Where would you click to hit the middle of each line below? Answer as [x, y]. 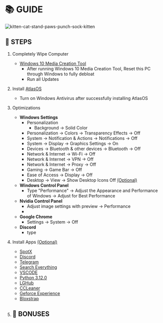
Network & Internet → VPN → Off [60, 159]
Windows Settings [39, 117]
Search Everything [38, 267]
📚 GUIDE [24, 10]
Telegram [29, 262]
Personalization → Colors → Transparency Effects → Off [84, 133]
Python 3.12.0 [33, 277]
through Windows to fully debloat [61, 74]
